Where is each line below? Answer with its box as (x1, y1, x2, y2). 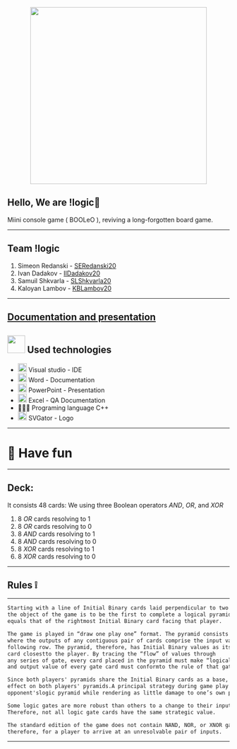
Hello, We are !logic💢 (7, 197, 101, 209)
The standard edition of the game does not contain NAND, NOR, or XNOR (7, 721, 222, 728)
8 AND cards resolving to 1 (17, 530, 95, 538)
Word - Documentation (28, 375, 95, 384)
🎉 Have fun (7, 445, 73, 462)
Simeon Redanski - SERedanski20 (17, 261, 116, 270)
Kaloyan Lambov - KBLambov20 (17, 284, 111, 292)
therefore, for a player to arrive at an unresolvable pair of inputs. (7, 728, 222, 736)
